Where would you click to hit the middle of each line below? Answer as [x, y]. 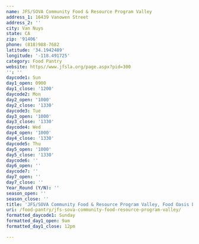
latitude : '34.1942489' [36, 50]
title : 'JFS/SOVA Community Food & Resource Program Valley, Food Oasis [98, 204]
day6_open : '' [24, 166]
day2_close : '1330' [30, 105]
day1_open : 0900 [26, 84]
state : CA [18, 34]
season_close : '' [28, 199]
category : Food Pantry [34, 61]
